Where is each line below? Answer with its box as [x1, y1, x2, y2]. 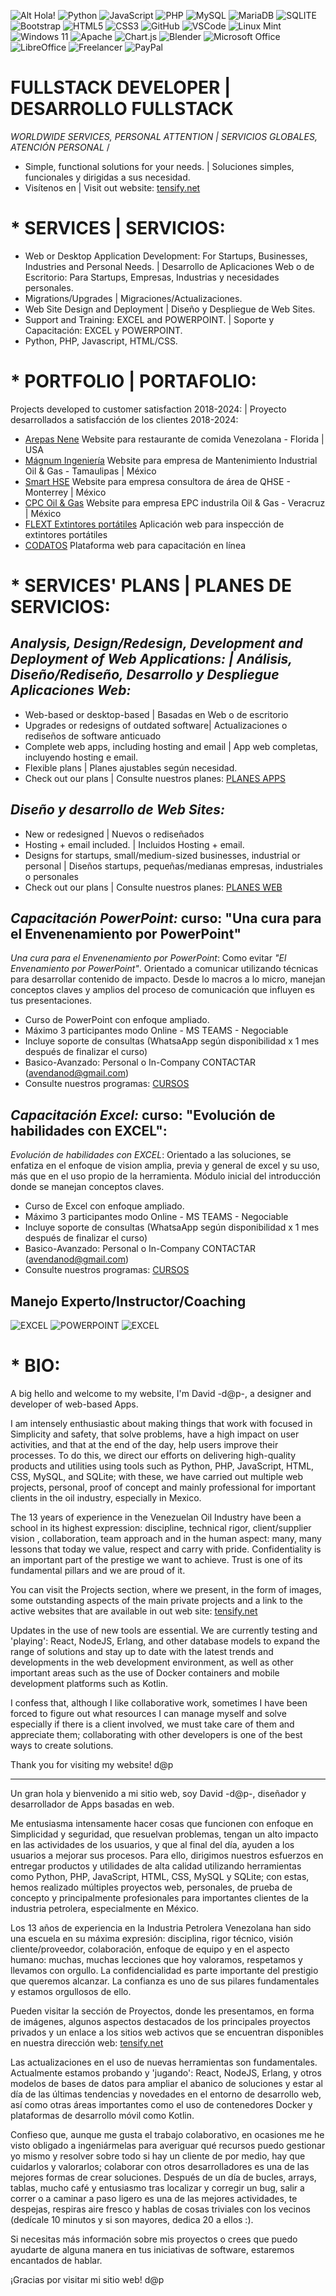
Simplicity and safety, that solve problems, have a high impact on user [10, 1428, 300, 1440]
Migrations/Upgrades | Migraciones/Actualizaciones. [24, 292, 243, 304]
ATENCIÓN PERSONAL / [10, 141, 110, 153]
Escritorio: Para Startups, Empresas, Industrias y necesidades [24, 271, 280, 283]
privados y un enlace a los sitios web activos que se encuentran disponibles [10, 2026, 324, 2038]
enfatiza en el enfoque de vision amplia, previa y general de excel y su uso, [10, 1160, 320, 1172]
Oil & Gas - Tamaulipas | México [24, 465, 157, 477]
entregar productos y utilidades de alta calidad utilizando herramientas [10, 1860, 302, 1872]
